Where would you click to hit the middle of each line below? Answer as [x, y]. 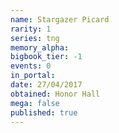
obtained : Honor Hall [55, 94]
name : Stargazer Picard [60, 19]
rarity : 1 [31, 29]
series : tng [35, 38]
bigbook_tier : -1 [46, 57]
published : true [44, 112]
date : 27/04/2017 [46, 85]
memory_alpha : [40, 47]
